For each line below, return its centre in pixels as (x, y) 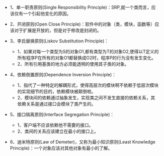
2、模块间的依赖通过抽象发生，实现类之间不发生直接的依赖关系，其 (86, 98)
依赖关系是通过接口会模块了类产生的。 (56, 104)
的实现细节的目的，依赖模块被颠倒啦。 (56, 91)
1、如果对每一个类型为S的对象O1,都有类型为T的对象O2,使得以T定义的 (88, 52)
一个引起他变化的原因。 (47, 13)
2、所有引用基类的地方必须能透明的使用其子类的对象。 (73, 64)
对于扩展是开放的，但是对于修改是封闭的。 (58, 30)
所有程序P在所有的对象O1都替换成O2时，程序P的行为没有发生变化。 (87, 58)
